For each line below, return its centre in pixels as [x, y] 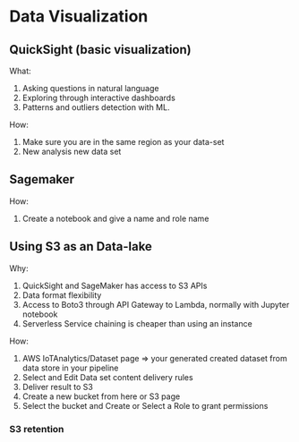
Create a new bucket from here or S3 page [101, 396]
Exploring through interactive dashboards [99, 98]
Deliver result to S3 [58, 387]
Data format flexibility [62, 295]
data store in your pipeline [70, 368]
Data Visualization [79, 17]
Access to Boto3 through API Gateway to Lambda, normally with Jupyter [156, 304]
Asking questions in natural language [90, 88]
